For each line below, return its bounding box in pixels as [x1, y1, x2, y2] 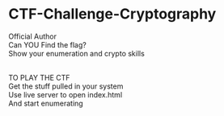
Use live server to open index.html [8, 89, 123, 99]
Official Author [8, 31, 57, 41]
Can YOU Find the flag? [8, 39, 87, 49]
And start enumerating [8, 98, 83, 108]
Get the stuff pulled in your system [8, 81, 124, 91]
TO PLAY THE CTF [8, 72, 70, 82]
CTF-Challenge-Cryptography [8, 5, 217, 23]
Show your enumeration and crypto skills [8, 48, 146, 58]
